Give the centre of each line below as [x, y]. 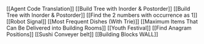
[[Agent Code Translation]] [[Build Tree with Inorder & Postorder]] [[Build [98, 9]
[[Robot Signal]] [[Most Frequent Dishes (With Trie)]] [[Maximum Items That [102, 21]
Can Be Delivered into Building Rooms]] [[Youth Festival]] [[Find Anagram [99, 28]
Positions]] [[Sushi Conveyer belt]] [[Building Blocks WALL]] [82, 34]
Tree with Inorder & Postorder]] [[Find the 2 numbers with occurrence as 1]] [102, 15]
